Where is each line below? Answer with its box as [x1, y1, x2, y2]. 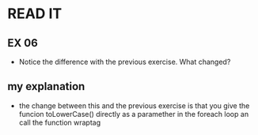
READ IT [7, 5, 63, 23]
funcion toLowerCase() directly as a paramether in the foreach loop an [18, 109, 249, 118]
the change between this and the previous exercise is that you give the [18, 100, 250, 111]
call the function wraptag [18, 118, 101, 127]
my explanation [7, 80, 85, 93]
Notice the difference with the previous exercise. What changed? [18, 57, 231, 66]
